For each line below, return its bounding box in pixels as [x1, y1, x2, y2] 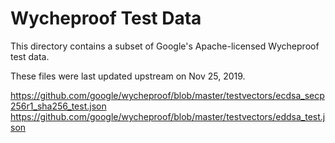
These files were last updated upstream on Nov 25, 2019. [10, 70, 246, 82]
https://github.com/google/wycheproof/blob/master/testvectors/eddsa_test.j [10, 110, 326, 122]
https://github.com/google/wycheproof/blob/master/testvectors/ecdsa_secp [10, 89, 325, 101]
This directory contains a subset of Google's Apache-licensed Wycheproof [10, 40, 320, 52]
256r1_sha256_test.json [10, 100, 107, 112]
